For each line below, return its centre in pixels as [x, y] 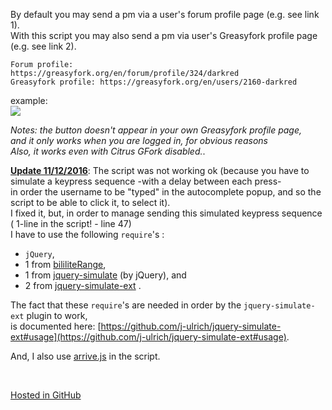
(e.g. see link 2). [43, 46]
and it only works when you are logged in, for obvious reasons [139, 140]
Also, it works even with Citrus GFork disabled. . [108, 151]
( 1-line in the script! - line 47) [71, 223]
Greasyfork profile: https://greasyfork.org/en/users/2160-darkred [154, 82]
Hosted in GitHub [46, 395]
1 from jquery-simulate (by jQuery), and [105, 275]
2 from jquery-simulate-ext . [83, 285]
